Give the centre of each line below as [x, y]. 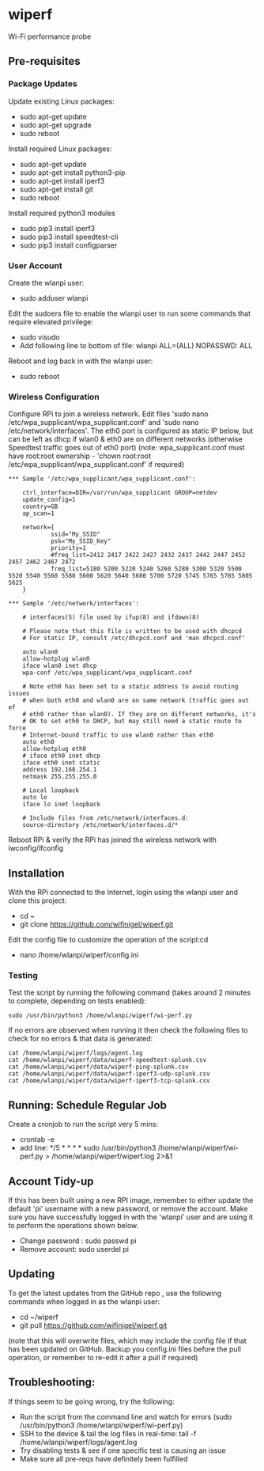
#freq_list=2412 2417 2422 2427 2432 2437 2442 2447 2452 [148, 555]
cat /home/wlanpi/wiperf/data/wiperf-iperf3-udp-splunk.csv [109, 1074]
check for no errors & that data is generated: [81, 1039]
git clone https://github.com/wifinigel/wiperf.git [96, 924]
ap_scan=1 [39, 514]
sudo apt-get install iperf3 [62, 180]
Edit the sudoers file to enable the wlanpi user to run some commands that [130, 313]
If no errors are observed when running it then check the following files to [128, 1030]
